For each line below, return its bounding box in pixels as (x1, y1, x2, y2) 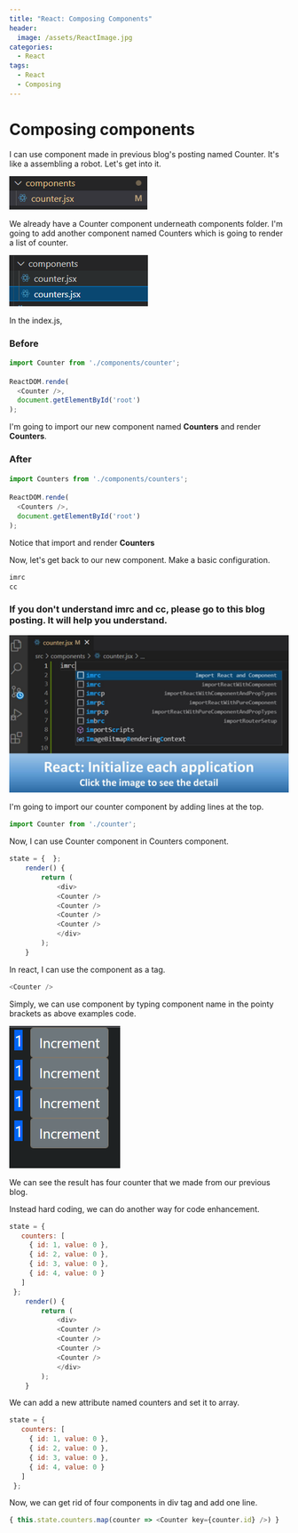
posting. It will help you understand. (9, 614, 169, 627)
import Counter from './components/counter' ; (9, 358, 180, 367)
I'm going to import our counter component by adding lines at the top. (9, 801, 264, 813)
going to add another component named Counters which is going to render (9, 228, 284, 238)
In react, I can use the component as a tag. (9, 964, 166, 975)
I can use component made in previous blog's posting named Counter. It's (9, 148, 279, 159)
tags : (9, 61, 29, 70)
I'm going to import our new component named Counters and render (9, 421, 262, 432)
